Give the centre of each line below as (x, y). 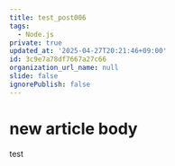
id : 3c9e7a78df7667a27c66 (58, 59)
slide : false (34, 76)
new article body (74, 129)
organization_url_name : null (64, 68)
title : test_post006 (48, 17)
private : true (36, 43)
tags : (19, 26)
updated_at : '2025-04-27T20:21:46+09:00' (88, 51)
